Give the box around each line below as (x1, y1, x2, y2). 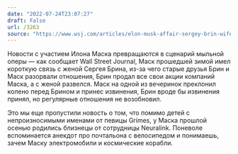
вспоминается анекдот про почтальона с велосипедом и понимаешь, (7, 131, 220, 140)
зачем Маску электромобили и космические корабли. (7, 139, 174, 148)
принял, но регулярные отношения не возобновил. (7, 95, 161, 104)
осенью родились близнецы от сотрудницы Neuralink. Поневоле (7, 123, 203, 132)
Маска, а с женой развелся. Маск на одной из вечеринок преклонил (7, 79, 216, 89)
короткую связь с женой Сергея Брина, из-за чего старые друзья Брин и (7, 65, 229, 73)
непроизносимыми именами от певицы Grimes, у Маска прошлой (7, 116, 208, 125)
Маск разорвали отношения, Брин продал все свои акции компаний (7, 72, 215, 81)
